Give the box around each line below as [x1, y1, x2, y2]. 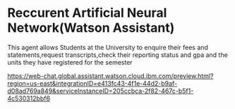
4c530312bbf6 [7, 94, 51, 103]
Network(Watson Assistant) [7, 20, 175, 36]
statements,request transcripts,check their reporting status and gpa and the [7, 51, 228, 59]
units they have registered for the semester [7, 58, 133, 66]
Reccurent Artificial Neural [7, 5, 167, 21]
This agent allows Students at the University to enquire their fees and [7, 43, 208, 51]
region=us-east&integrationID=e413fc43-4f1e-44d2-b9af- [7, 79, 178, 87]
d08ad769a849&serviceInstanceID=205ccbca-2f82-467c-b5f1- [7, 86, 194, 95]
